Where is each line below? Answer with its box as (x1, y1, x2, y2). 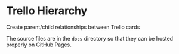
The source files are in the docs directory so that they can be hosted (6, 35, 174, 42)
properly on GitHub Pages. (6, 41, 72, 48)
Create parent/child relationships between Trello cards (6, 23, 140, 31)
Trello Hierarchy (6, 4, 88, 18)
